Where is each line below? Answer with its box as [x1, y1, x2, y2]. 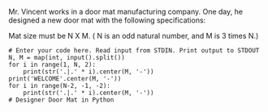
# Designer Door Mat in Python [8, 96, 115, 104]
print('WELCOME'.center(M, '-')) [8, 75, 122, 83]
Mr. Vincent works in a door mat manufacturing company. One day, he [8, 7, 244, 16]
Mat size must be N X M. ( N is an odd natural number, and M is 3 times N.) [8, 31, 259, 40]
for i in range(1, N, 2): [8, 60, 96, 68]
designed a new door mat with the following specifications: [8, 15, 206, 25]
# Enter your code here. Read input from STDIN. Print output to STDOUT [8, 47, 260, 55]
